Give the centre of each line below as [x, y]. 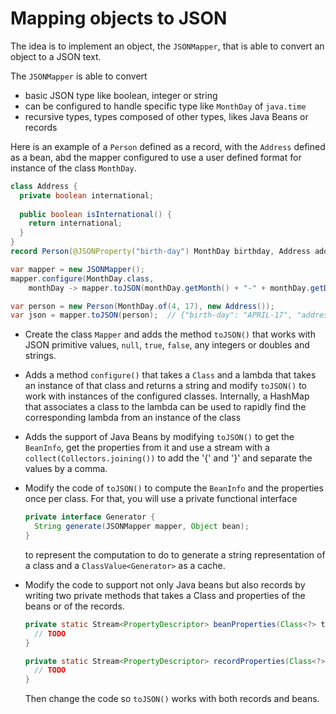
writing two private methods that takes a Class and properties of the [165, 595]
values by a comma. [66, 469]
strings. [40, 356]
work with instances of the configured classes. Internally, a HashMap [167, 396]
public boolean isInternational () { [95, 214]
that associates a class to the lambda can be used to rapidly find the [165, 407]
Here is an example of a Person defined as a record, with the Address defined [168, 146]
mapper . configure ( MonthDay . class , [82, 278]
